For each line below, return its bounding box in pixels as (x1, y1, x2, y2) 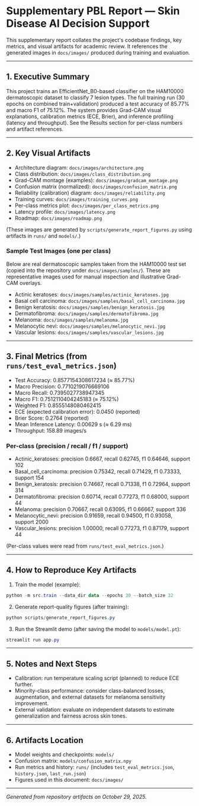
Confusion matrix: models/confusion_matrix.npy (14, 757, 131, 764)
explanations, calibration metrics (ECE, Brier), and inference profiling (6, 113, 174, 120)
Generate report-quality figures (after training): (14, 603, 129, 610)
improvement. (14, 700, 49, 707)
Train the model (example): (14, 580, 81, 588)
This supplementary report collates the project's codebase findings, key (6, 36, 182, 43)
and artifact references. (6, 125, 64, 132)
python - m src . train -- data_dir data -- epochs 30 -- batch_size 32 (6, 592, 174, 598)
